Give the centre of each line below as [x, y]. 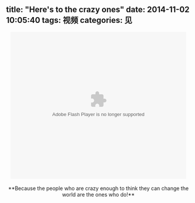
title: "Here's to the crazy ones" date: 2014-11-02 [98, 10]
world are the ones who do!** [98, 194]
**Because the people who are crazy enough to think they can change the [98, 188]
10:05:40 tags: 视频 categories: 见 [69, 20]
